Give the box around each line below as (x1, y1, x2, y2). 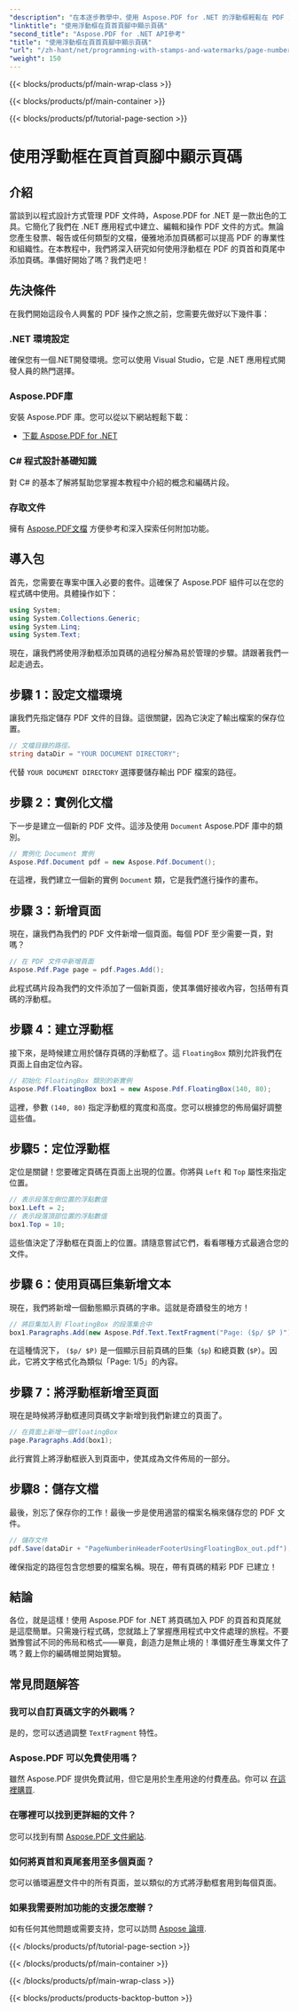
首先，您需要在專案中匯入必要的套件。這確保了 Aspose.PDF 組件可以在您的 (9, 576, 284, 587)
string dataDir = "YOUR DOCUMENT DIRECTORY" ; (9, 749, 180, 758)
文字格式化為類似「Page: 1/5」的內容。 (39, 1356, 184, 1367)
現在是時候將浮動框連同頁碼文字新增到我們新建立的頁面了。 (9, 1410, 227, 1421)
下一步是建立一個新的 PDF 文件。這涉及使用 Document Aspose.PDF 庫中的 (9, 820, 276, 831)
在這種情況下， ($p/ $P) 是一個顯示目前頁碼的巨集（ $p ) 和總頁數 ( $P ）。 (9, 1345, 270, 1356)
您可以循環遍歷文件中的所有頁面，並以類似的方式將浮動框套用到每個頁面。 (9, 1877, 281, 1888)
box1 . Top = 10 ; (9, 1220, 66, 1229)
